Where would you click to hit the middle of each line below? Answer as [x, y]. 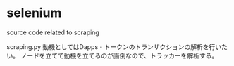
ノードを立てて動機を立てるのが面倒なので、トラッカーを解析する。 [119, 55]
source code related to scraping [53, 32]
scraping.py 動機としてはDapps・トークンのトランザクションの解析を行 [111, 46]
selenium [34, 13]
